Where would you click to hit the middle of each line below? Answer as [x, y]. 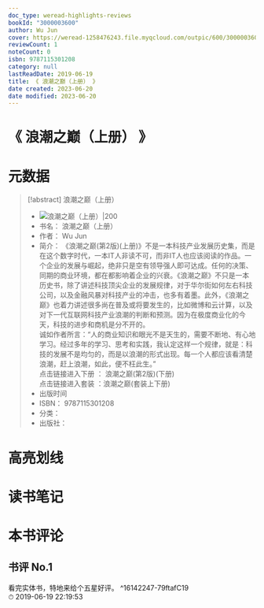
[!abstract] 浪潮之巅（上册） [73, 200]
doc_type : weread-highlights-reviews [70, 15]
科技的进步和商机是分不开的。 [101, 324]
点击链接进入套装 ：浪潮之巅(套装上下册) [104, 384]
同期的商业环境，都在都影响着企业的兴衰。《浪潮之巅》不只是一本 [144, 276]
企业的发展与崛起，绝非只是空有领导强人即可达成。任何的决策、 [149, 265]
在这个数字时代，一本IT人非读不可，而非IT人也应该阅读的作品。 [142, 256]
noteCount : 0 [29, 52]
